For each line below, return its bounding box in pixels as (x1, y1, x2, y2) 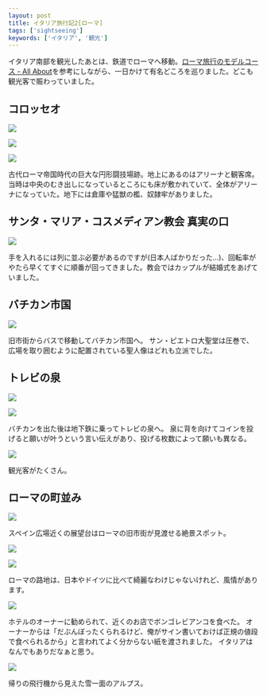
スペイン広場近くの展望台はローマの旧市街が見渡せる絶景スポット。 (8, 529, 230, 538)
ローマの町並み (8, 490, 82, 504)
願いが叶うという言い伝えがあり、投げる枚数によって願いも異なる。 (29, 433, 252, 443)
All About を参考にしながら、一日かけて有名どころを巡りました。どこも (22, 67, 254, 76)
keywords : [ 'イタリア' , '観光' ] (8, 33, 108, 42)
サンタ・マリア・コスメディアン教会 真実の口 (8, 215, 229, 228)
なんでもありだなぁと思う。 (8, 646, 99, 657)
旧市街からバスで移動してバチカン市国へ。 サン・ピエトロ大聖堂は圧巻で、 (8, 335, 253, 345)
